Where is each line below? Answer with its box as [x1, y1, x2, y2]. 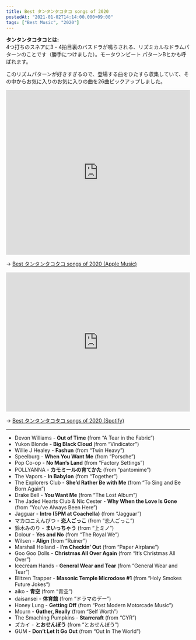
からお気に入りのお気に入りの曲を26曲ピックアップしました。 [16, 78, 166, 85]
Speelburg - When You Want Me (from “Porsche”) [14, 453, 136, 460]
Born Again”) [14, 485, 45, 492]
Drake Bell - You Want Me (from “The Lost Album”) [14, 492, 138, 499]
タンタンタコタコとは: [6, 36, 60, 43]
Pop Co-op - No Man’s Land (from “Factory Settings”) [14, 459, 145, 467]
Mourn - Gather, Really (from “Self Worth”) [14, 608, 118, 615]
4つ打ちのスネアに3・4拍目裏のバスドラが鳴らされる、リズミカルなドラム [6, 43, 185, 50]
